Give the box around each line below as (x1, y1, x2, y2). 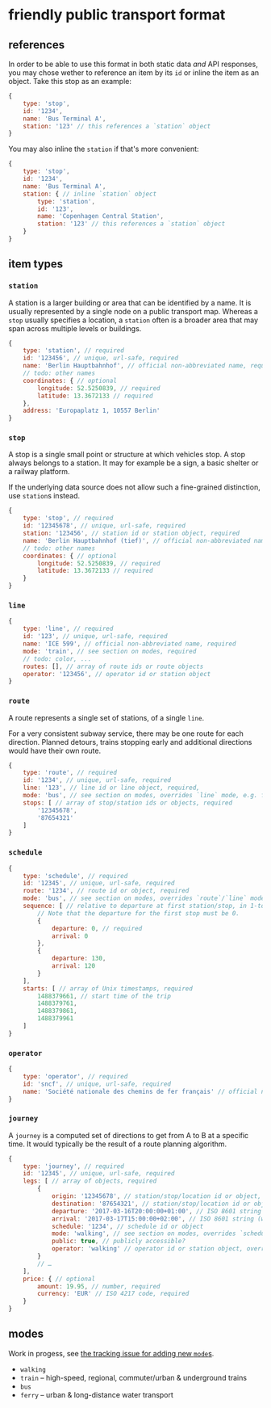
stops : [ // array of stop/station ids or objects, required (23, 798, 232, 807)
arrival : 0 (51, 931, 89, 940)
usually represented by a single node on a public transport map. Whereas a (8, 306, 258, 316)
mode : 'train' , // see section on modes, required (23, 647, 197, 655)
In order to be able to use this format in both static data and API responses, (8, 59, 258, 69)
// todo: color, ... (23, 654, 92, 663)
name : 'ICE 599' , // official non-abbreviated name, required (23, 640, 236, 648)
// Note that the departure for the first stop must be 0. (37, 909, 240, 918)
